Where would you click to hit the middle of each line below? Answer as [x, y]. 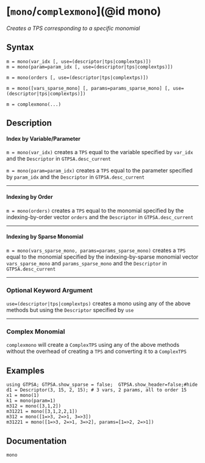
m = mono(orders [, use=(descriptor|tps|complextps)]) [77, 78]
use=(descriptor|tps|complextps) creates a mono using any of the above [99, 303]
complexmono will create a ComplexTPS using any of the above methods [93, 345]
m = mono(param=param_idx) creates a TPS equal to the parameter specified [99, 171]
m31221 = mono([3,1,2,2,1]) [42, 412]
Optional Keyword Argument [49, 290]
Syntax [20, 47]
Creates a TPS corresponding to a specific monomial [73, 28]
